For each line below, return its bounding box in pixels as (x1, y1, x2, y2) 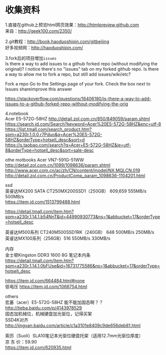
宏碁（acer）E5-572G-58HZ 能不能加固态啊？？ (5, 299, 104, 305)
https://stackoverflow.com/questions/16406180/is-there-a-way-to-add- (5, 95, 152, 101)
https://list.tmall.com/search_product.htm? (5, 126, 92, 132)
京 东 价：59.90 (5, 339, 37, 345)
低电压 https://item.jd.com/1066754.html (5, 283, 88, 289)
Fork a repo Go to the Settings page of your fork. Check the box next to (5, 81, 151, 87)
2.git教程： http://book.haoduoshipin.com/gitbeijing (5, 38, 110, 44)
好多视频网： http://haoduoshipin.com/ (5, 44, 83, 50)
